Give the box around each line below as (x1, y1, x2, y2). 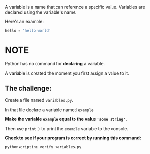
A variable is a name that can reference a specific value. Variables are (5, 4, 145, 10)
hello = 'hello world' (5, 28, 51, 33)
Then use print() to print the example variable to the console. (5, 125, 128, 131)
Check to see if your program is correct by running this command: (5, 135, 141, 141)
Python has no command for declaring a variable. (5, 60, 105, 66)
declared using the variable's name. (5, 9, 77, 15)
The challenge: (5, 84, 52, 93)
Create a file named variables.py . (5, 97, 73, 103)
